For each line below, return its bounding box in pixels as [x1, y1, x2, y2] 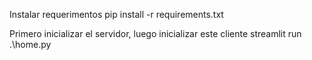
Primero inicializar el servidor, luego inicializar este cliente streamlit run [9, 28, 302, 39]
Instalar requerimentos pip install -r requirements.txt [9, 9, 224, 20]
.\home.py [9, 39, 52, 50]
